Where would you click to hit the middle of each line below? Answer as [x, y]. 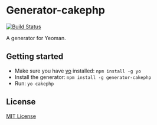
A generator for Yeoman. [36, 38]
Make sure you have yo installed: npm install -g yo [78, 71]
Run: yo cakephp [34, 83]
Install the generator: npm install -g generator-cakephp [83, 77]
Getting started [35, 57]
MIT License [21, 116]
